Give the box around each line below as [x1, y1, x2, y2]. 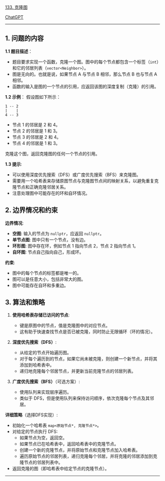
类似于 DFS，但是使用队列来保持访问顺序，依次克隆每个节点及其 [19, 395, 150, 401]
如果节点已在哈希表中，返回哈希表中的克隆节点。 [19, 441, 119, 447]
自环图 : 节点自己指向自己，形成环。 [12, 249, 84, 255]
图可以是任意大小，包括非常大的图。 [12, 276, 86, 282]
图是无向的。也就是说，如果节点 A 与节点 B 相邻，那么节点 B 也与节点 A [12, 71, 157, 77]
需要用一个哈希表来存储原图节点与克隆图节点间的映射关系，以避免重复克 [12, 178, 159, 184]
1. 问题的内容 [5, 34, 44, 43]
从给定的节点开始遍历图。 [19, 350, 72, 356]
